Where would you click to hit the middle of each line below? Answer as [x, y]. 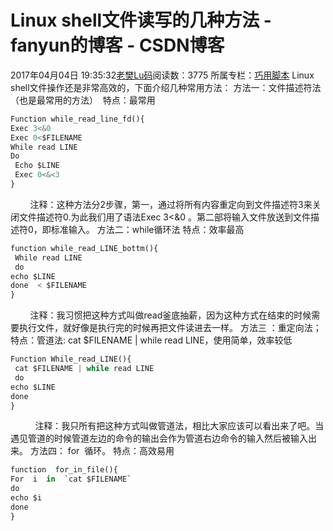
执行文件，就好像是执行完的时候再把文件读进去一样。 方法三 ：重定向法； [170, 328]
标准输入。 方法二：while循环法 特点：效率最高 [147, 229]
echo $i [26, 498]
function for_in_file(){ [64, 470]
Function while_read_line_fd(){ [77, 119]
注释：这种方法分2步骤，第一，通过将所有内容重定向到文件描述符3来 [171, 204]
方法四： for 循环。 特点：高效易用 [102, 451]
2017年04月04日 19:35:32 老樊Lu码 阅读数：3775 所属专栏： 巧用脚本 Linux [162, 75]
